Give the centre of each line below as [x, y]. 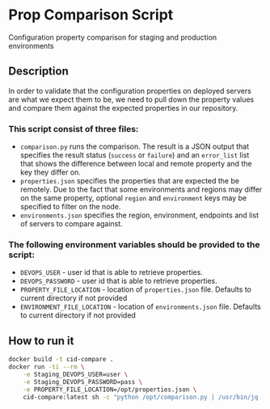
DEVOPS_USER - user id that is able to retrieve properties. [112, 272]
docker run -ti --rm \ [46, 367]
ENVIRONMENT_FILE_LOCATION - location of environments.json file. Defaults [140, 307]
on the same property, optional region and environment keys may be [133, 198]
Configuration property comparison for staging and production [113, 37]
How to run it [41, 341]
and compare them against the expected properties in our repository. [123, 108]
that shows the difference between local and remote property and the [136, 164]
